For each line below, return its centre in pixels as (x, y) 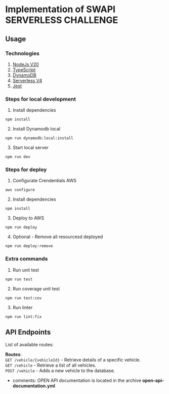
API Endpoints (28, 332)
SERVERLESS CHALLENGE (62, 20)
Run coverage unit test (36, 288)
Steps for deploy (26, 170)
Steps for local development (41, 99)
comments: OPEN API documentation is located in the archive (77, 380)
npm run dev (18, 157)
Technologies (22, 53)
